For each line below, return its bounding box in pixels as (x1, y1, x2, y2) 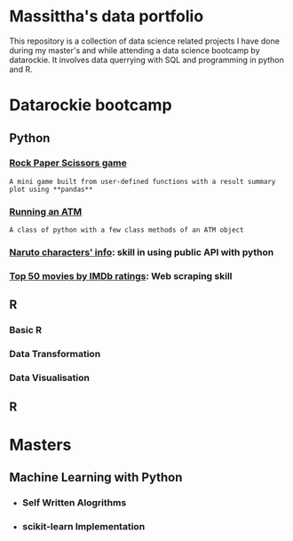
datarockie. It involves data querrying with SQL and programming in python (9, 54, 284, 65)
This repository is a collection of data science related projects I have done (9, 36, 280, 46)
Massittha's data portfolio (9, 6, 204, 27)
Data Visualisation (9, 371, 91, 384)
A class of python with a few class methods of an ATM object (9, 226, 244, 235)
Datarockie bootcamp (9, 95, 172, 115)
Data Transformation (9, 348, 101, 361)
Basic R (9, 324, 43, 337)
